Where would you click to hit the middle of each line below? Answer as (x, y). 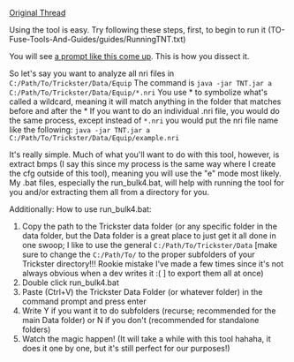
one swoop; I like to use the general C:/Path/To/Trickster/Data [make (150, 245)
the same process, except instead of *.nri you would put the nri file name (144, 120)
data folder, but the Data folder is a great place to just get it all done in (149, 236)
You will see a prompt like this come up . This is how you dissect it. (129, 56)
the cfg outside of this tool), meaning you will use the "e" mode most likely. (145, 173)
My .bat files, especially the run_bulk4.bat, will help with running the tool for (147, 183)
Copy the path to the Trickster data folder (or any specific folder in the (150, 226)
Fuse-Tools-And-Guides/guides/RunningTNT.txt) (98, 39)
